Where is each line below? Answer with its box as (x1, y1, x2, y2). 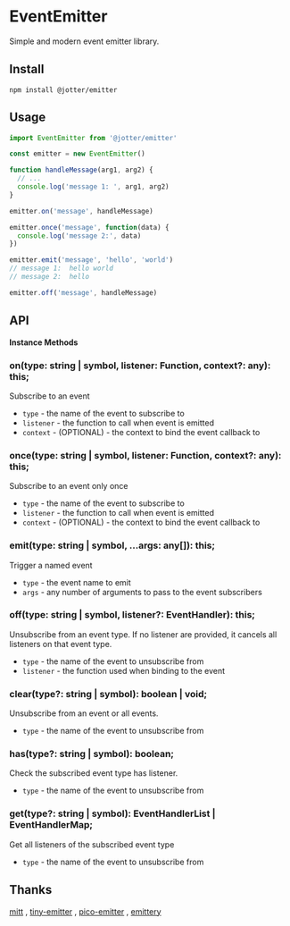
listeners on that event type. (9, 638, 112, 649)
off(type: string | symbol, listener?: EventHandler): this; (9, 609, 256, 621)
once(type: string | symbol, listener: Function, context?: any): (9, 449, 282, 461)
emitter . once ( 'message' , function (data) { (9, 223, 170, 231)
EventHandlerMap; (9, 819, 94, 831)
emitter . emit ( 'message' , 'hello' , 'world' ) (9, 256, 174, 265)
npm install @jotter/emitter (9, 85, 118, 95)
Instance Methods (9, 337, 79, 348)
